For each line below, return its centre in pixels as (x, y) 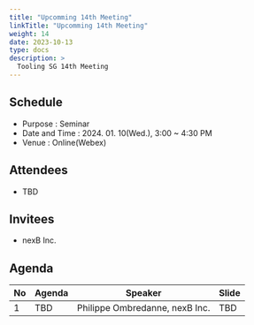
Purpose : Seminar (56, 124)
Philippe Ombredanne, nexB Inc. (143, 308)
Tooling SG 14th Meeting (63, 67)
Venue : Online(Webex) (64, 142)
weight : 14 (29, 34)
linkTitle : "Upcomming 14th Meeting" (79, 26)
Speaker (143, 293)
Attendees (38, 170)
